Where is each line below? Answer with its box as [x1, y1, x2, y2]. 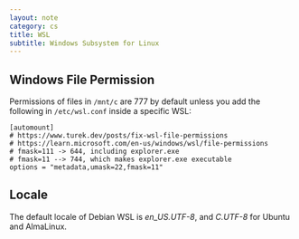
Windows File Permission [9, 72, 155, 87]
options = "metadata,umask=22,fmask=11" [9, 163, 164, 172]
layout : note [9, 13, 59, 23]
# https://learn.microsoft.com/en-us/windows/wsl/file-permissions [9, 139, 269, 148]
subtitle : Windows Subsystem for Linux [9, 38, 160, 48]
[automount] [9, 123, 54, 132]
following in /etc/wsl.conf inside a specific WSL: [9, 106, 192, 117]
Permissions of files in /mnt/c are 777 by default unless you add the [9, 96, 261, 107]
